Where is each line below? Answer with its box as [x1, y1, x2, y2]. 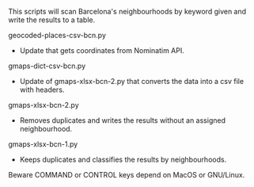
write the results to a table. [8, 15, 96, 25]
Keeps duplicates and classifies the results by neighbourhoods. [19, 155, 227, 164]
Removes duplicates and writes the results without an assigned [19, 116, 226, 125]
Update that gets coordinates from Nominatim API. [19, 46, 184, 55]
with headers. [19, 85, 65, 94]
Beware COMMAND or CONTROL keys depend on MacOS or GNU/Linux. [8, 170, 245, 179]
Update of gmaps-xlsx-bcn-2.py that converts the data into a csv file [19, 77, 244, 86]
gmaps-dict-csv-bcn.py [8, 61, 86, 71]
